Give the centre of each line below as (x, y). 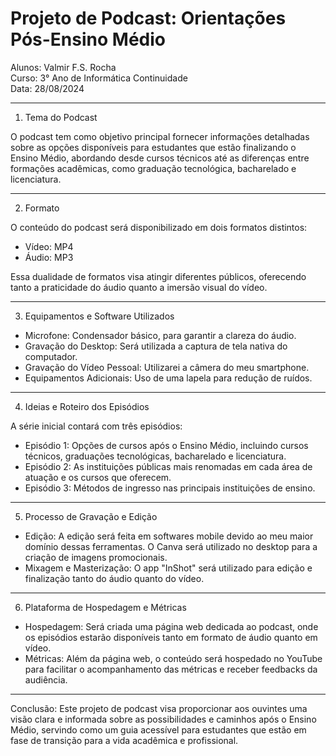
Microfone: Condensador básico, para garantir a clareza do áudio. (160, 335)
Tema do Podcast (61, 117)
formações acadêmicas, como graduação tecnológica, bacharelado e (153, 168)
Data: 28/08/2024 (47, 88)
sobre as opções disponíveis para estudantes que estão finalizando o (153, 147)
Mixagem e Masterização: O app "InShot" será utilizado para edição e (168, 568)
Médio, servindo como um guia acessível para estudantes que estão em (158, 729)
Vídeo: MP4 (49, 246)
